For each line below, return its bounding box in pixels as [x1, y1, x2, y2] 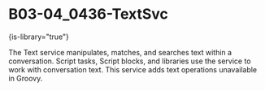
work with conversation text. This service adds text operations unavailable [8, 64, 258, 74]
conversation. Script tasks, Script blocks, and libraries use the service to [8, 56, 251, 66]
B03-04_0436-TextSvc [8, 5, 169, 24]
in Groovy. [8, 73, 43, 83]
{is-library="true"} [8, 32, 69, 41]
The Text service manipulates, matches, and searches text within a [8, 47, 232, 57]
